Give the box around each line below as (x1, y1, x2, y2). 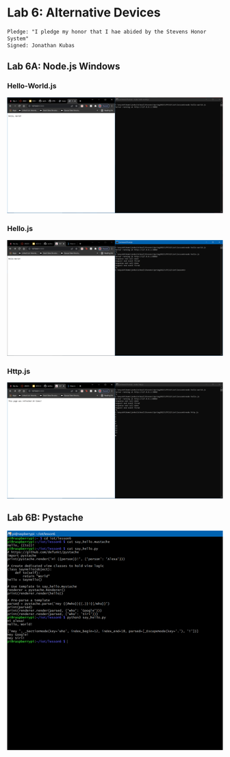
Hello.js (7, 224, 33, 234)
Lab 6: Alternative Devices (7, 5, 161, 21)
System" (7, 35, 29, 42)
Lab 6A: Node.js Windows (7, 60, 120, 73)
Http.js (7, 366, 31, 376)
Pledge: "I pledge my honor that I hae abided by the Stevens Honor (7, 28, 207, 35)
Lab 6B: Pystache (7, 512, 84, 524)
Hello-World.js (7, 81, 57, 91)
